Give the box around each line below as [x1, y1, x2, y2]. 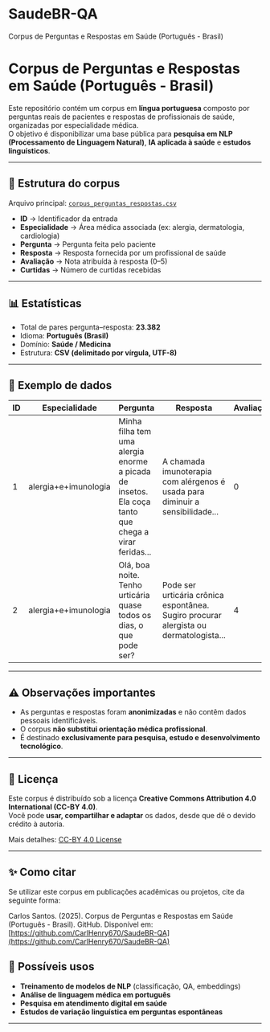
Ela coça [118, 496, 151, 507]
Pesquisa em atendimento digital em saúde [19, 998, 167, 1008]
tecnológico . [19, 741, 63, 751]
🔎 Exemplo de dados [8, 379, 112, 392]
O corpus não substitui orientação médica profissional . [19, 724, 207, 734]
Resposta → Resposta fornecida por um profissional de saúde [19, 248, 227, 257]
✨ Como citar [8, 866, 76, 879]
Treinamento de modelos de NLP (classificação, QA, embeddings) [19, 981, 241, 991]
